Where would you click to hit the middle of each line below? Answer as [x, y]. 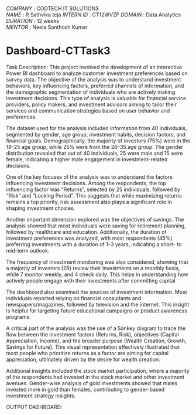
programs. [18, 317]
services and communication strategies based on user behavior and [88, 110]
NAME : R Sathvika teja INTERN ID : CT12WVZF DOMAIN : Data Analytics [94, 15]
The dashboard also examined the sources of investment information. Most [97, 292]
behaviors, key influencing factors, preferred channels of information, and [95, 86]
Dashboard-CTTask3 [58, 51]
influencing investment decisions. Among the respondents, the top [86, 183]
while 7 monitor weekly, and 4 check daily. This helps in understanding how [97, 274]
